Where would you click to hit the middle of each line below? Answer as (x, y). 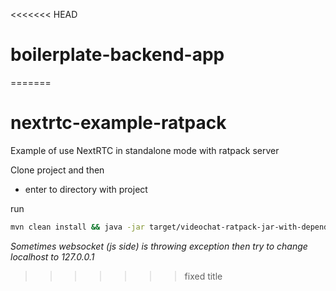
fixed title (203, 276)
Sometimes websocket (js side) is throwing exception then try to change (159, 246)
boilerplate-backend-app (117, 55)
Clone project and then (57, 170)
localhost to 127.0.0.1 (52, 256)
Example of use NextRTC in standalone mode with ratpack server (145, 150)
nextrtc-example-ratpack (118, 123)
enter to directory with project (86, 189)
